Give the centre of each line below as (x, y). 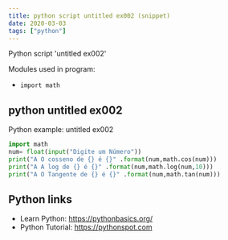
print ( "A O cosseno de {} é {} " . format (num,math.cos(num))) (113, 159)
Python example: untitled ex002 (61, 130)
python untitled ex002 (65, 110)
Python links (40, 199)
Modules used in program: (52, 69)
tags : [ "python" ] (37, 31)
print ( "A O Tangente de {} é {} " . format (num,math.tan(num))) (114, 174)
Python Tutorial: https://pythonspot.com (86, 227)
